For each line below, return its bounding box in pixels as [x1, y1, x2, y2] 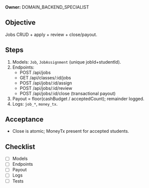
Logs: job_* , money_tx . [12, 101, 58, 107]
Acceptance [5, 115, 44, 124]
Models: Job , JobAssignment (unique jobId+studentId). [12, 59, 121, 65]
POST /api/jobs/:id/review [19, 85, 73, 91]
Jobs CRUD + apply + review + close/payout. [5, 32, 98, 38]
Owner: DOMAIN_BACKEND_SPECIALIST [5, 4, 89, 10]
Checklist [5, 143, 36, 151]
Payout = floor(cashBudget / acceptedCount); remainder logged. [12, 96, 145, 102]
